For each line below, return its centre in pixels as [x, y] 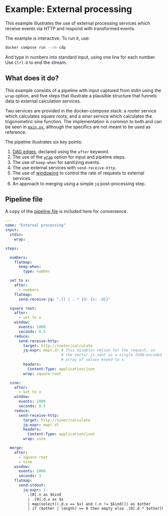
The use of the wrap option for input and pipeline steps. [69, 157]
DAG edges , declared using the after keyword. [61, 151]
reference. [16, 132]
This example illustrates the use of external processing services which [78, 23]
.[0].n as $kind [44, 494]
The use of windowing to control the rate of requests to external [78, 173]
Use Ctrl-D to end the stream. [36, 62]
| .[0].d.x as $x [45, 499]
